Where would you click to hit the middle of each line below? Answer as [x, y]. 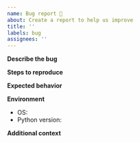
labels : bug [24, 33]
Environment [26, 99]
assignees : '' [27, 39]
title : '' [21, 26]
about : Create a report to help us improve [70, 20]
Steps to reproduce [35, 73]
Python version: [39, 120]
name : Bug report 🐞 [35, 13]
